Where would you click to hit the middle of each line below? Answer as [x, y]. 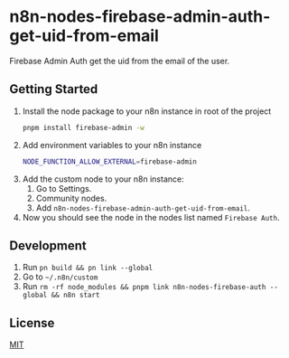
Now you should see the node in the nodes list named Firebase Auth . [151, 217]
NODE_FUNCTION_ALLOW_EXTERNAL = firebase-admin [109, 161]
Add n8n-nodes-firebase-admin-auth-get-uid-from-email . [143, 207]
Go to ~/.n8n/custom [60, 277]
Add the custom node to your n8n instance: [103, 179]
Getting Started [54, 89]
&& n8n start [75, 296]
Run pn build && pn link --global [88, 268]
